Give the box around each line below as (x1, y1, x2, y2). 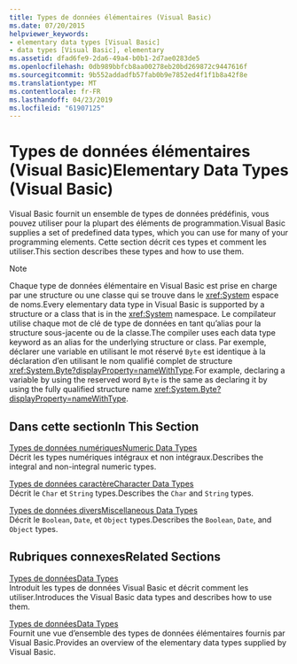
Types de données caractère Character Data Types (9, 479, 194, 489)
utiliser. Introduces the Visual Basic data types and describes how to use (9, 591, 272, 602)
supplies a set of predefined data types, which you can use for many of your (9, 228, 289, 238)
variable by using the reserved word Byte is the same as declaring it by (9, 374, 268, 385)
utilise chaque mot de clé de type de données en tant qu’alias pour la (9, 318, 262, 328)
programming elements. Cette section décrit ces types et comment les (9, 236, 268, 248)
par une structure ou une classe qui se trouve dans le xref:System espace (9, 290, 279, 301)
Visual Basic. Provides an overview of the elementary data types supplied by (9, 637, 286, 647)
